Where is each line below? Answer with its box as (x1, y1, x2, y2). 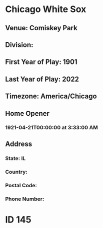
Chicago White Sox (5, 4, 86, 15)
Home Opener (5, 109, 50, 118)
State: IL (5, 155, 26, 162)
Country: (5, 168, 27, 175)
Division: (5, 40, 33, 49)
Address (5, 139, 32, 148)
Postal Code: (5, 182, 37, 189)
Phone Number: (5, 195, 44, 202)
